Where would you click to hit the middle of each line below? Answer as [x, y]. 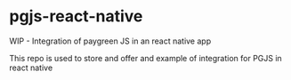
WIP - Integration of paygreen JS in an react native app [110, 41]
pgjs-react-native [76, 16]
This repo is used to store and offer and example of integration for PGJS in [145, 58]
